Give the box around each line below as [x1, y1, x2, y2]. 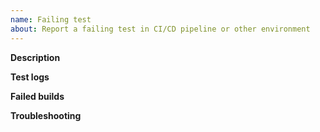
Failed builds [10, 90, 65, 102]
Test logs [10, 71, 50, 83]
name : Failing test [10, 14, 92, 25]
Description [10, 51, 61, 63]
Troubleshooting [10, 109, 82, 121]
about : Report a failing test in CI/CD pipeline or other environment [10, 24, 311, 34]
